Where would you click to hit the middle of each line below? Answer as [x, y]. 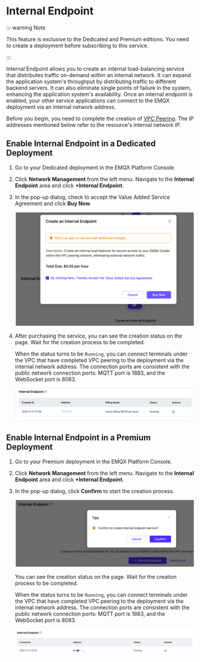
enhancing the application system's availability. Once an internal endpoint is [99, 94]
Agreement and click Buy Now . [53, 203]
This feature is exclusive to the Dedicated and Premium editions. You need [98, 39]
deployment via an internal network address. [61, 107]
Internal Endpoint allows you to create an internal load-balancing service [96, 69]
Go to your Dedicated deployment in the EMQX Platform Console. [95, 167]
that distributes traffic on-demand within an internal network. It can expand [99, 75]
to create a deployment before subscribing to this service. [78, 45]
